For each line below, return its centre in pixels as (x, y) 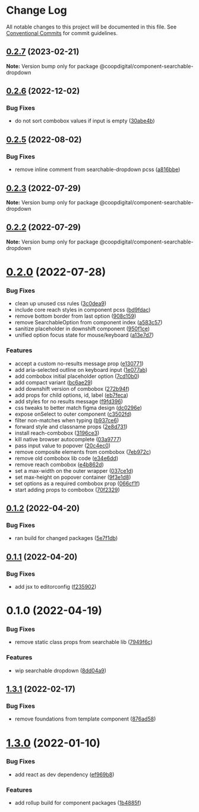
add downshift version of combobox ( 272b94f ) (72, 388)
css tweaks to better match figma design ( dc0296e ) (78, 407)
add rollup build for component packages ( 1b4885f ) (78, 803)
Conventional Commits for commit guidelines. (62, 33)
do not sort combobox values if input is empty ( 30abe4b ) (85, 121)
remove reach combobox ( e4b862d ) (59, 465)
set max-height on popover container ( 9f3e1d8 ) (73, 477)
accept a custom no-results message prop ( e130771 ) (79, 364)
